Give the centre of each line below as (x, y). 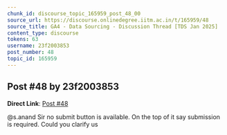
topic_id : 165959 (32, 59)
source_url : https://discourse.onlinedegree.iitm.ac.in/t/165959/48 (108, 20)
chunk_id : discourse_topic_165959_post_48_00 (74, 13)
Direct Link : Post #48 (38, 103)
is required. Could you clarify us (53, 124)
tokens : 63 (23, 39)
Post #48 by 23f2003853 (63, 87)
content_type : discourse (43, 33)
